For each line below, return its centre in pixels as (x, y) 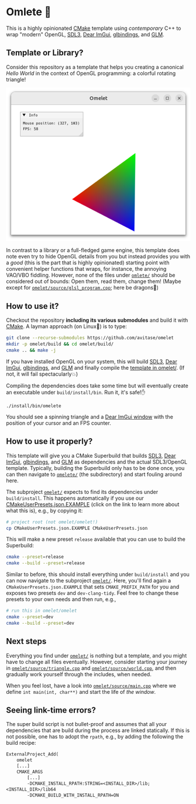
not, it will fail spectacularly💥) (42, 374)
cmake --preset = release (35, 557)
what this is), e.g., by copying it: (44, 510)
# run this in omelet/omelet (42, 611)
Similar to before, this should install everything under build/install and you (98, 574)
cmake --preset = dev (30, 617)
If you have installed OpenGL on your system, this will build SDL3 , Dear (92, 361)
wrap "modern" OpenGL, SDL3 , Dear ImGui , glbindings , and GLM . (85, 34)
